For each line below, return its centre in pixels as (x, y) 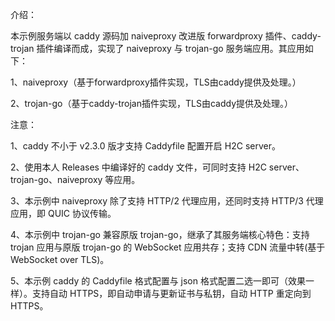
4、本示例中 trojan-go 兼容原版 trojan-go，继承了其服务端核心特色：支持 (160, 234)
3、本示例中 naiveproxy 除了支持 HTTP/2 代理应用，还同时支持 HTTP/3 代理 (167, 201)
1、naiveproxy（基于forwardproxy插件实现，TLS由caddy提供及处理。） (156, 82)
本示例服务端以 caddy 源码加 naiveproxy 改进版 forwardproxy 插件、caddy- (166, 36)
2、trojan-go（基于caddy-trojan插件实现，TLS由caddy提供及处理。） (152, 103)
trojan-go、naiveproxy (56, 179)
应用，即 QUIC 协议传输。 (63, 213)
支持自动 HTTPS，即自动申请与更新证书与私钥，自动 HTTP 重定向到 (171, 293)
